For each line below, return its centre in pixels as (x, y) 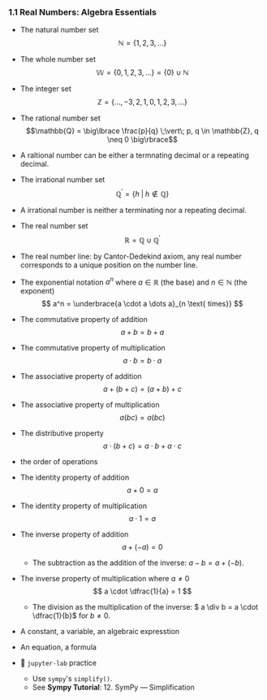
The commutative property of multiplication (93, 348)
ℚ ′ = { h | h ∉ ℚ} (142, 193)
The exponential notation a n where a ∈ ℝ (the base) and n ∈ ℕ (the (133, 281)
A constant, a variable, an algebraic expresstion (100, 632)
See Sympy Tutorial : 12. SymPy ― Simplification (113, 687)
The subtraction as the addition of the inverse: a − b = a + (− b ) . (138, 563)
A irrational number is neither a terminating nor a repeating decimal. (133, 210)
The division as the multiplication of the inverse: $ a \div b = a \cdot (145, 607)
